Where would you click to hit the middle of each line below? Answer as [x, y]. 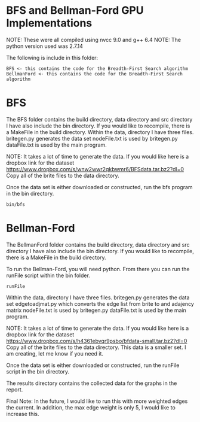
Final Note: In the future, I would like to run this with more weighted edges [97, 401]
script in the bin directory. [38, 371]
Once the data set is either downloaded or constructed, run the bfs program [99, 187]
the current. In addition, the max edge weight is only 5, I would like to [91, 407]
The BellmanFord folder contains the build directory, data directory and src [98, 245]
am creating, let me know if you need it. [55, 353]
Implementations [49, 23]
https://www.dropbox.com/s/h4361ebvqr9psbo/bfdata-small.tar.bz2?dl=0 [97, 341]
